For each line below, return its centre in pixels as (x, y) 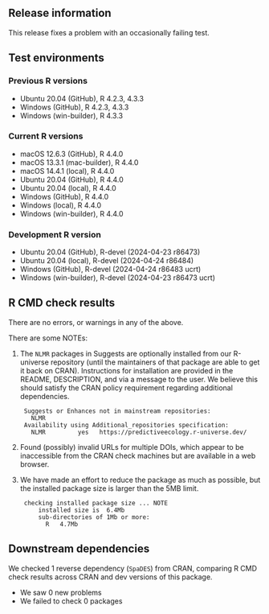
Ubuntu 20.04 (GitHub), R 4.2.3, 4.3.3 (82, 98)
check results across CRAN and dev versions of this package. (110, 577)
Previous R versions (48, 81)
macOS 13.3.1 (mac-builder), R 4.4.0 (79, 162)
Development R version (55, 234)
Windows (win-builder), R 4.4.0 (71, 213)
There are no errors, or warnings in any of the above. (96, 322)
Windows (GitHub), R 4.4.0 (64, 196)
